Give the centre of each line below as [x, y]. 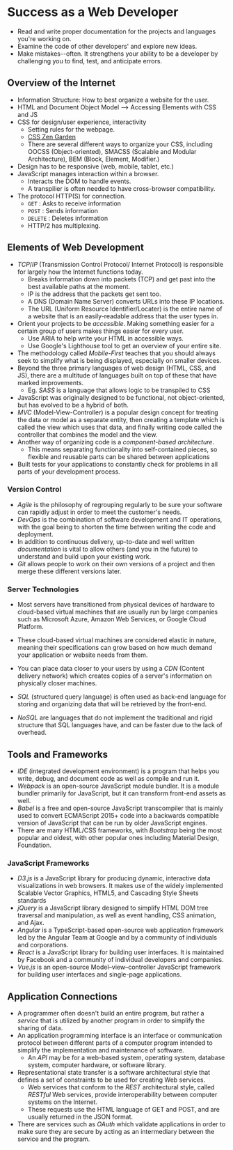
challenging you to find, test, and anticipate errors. [89, 61]
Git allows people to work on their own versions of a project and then [116, 564]
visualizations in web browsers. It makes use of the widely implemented [120, 886]
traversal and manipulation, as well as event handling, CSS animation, [116, 915]
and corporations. [43, 945]
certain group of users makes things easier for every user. [101, 331]
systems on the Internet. [63, 1102]
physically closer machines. [57, 683]
